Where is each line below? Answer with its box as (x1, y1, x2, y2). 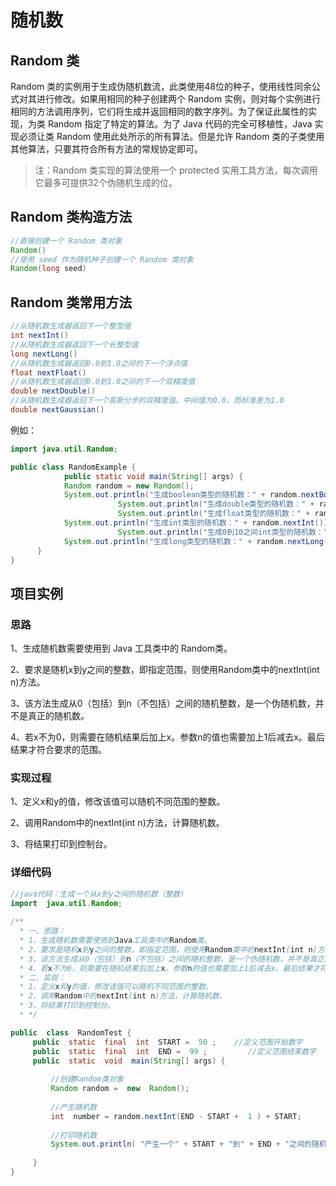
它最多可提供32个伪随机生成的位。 (34, 177, 178, 188)
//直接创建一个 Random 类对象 (10, 236, 123, 246)
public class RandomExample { (10, 462, 137, 472)
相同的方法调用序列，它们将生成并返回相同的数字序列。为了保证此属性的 (10, 106, 308, 117)
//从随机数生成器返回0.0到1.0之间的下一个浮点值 (10, 358, 188, 368)
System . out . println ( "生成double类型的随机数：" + (117, 499, 315, 510)
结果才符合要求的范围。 (10, 744, 107, 756)
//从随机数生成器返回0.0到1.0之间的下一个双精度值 (10, 377, 196, 387)
